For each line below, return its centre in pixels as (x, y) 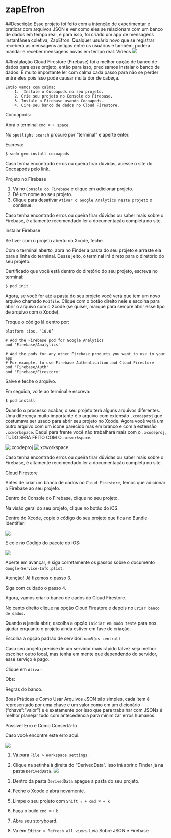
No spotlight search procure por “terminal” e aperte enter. (67, 134)
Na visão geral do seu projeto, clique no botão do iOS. (62, 508)
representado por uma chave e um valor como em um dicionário (73, 705)
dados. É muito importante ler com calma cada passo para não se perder (82, 72)
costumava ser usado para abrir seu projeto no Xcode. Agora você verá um (84, 421)
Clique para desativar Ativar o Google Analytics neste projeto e (82, 200)
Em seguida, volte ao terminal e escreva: (48, 391)
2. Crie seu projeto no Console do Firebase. (64, 96)
